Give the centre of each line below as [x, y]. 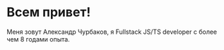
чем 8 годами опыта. [38, 39]
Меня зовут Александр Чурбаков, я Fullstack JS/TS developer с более [112, 32]
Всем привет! [49, 12]
